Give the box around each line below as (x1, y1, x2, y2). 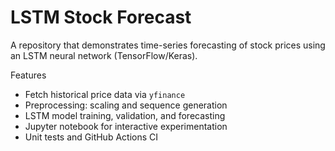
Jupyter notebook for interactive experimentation (24, 120, 228, 132)
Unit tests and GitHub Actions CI (24, 131, 159, 143)
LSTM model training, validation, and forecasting (24, 109, 226, 121)
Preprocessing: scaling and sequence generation (24, 99, 228, 111)
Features (10, 69, 47, 81)
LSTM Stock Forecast (10, 6, 192, 29)
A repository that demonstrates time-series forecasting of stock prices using (10, 39, 326, 51)
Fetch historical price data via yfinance (24, 88, 186, 100)
